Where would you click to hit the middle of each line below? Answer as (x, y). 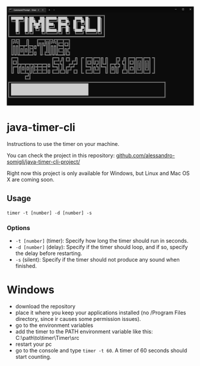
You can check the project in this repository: (61, 155)
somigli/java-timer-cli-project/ (43, 162)
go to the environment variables (54, 325)
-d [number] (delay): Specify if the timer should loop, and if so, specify (101, 247)
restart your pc (34, 344)
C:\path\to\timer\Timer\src (47, 338)
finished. (26, 266)
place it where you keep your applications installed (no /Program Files (101, 313)
